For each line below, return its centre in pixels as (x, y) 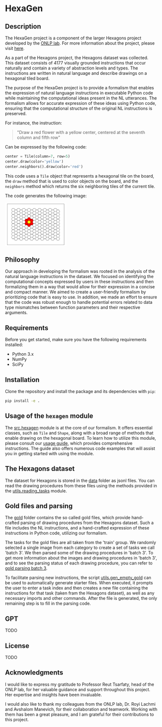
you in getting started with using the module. (50, 453)
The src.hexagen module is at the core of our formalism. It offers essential (79, 428)
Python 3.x (23, 354)
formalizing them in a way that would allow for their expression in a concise (80, 287)
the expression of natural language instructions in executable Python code (79, 93)
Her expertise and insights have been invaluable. (54, 694)
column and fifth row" (38, 137)
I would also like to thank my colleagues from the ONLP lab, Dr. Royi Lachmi (80, 704)
